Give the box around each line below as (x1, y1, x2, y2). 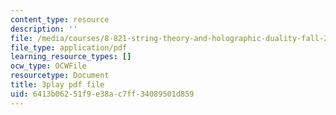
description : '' (10, 24, 78, 34)
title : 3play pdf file (10, 80, 105, 90)
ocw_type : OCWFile (10, 61, 87, 71)
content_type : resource (10, 14, 110, 25)
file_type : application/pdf (10, 42, 128, 53)
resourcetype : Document (10, 71, 110, 81)
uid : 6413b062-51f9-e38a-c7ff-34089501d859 (10, 89, 195, 99)
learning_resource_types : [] (10, 52, 132, 62)
